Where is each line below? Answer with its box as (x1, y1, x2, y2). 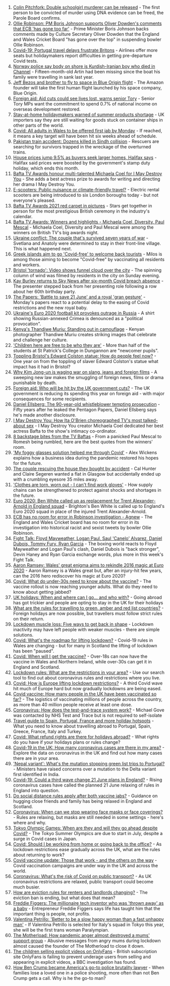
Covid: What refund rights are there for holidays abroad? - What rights (13, 734, 159, 740)
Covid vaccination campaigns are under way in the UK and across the (13, 863, 158, 868)
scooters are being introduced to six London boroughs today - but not (13, 192, 158, 198)
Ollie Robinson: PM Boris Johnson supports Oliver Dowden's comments (13, 20, 162, 26)
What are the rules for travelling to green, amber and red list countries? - (13, 605, 164, 611)
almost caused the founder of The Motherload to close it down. (13, 943, 145, 949)
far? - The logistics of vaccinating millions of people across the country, (13, 696, 163, 702)
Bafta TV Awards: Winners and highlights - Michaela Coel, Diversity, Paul (13, 219, 164, 225)
